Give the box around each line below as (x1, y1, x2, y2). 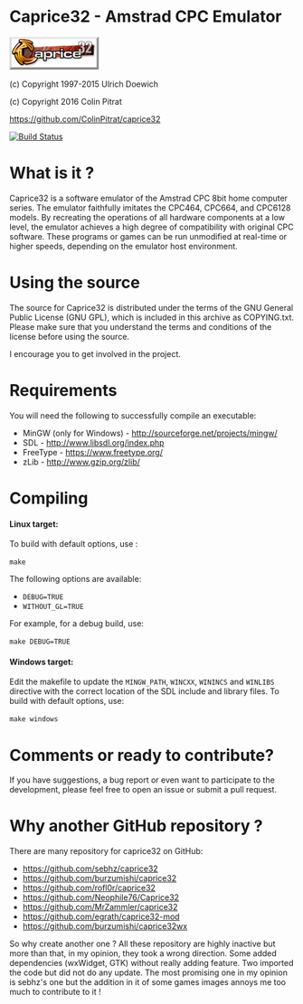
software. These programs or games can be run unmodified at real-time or (9, 230, 288, 241)
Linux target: (9, 518, 59, 530)
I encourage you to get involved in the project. (9, 348, 181, 359)
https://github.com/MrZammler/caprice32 (22, 902, 178, 913)
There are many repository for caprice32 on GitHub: (9, 846, 204, 857)
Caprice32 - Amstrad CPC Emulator (9, 6, 282, 27)
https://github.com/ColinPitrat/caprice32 (9, 113, 161, 124)
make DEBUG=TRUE (9, 637, 71, 647)
